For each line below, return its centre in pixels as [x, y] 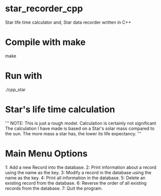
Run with [24, 76]
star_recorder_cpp [44, 9]
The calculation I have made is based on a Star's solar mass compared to [80, 128]
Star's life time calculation [60, 110]
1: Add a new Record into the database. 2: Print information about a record [81, 167]
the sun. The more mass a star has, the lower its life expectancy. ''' [73, 133]
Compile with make [45, 42]
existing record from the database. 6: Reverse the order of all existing [76, 183]
